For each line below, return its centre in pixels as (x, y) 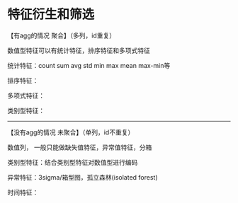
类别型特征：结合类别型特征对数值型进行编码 (73, 162)
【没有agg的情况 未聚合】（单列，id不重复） (71, 132)
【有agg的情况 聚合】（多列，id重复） (61, 35)
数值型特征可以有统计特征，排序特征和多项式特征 (79, 50)
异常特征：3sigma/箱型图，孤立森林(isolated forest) (83, 177)
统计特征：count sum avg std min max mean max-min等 (89, 65)
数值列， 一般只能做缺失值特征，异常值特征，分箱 (80, 147)
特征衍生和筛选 (51, 14)
